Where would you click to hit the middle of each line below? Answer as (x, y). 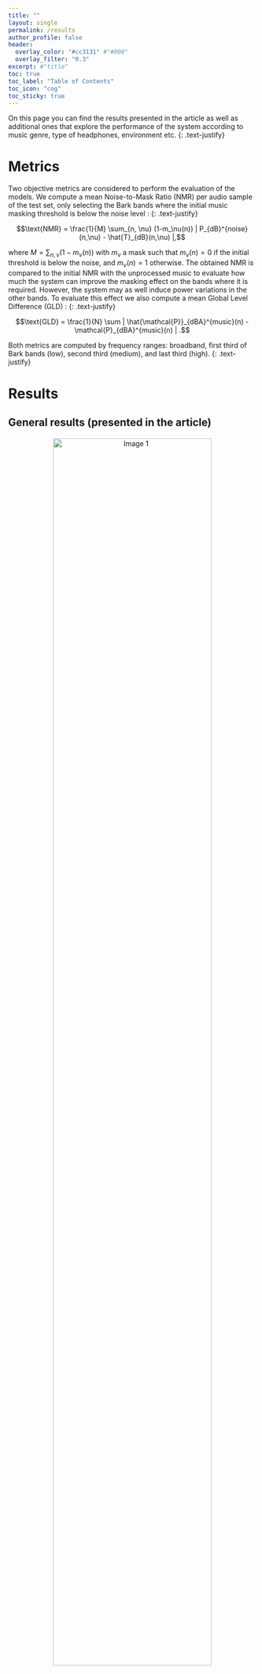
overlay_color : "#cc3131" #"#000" (72, 52)
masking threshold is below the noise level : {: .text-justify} (103, 214)
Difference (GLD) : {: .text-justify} (62, 306)
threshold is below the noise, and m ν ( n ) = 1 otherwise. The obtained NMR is (131, 263)
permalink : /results (42, 30)
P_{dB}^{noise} (224, 229)
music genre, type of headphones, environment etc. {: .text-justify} (117, 135)
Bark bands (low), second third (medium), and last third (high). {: (113, 353)
